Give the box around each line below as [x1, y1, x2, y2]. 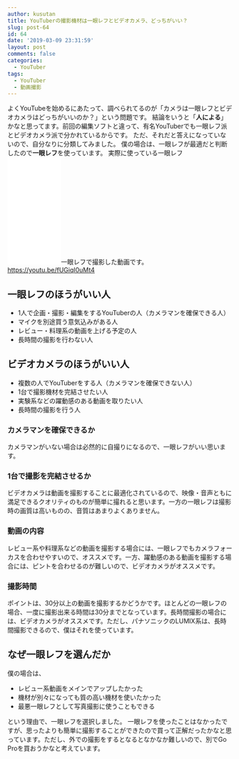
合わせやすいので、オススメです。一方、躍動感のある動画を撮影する [26, 552, 226, 561]
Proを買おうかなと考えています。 [7, 744, 105, 753]
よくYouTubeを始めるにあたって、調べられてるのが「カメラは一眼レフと [7, 104, 220, 113]
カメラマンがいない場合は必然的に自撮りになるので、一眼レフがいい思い [7, 442, 220, 451]
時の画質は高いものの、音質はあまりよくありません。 [7, 507, 164, 515]
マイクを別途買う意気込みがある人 [17, 317, 118, 326]
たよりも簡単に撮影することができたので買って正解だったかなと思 [38, 726, 232, 735]
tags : [7, 70, 24, 77]
